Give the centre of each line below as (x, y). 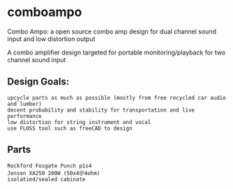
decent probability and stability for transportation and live (101, 110)
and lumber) (24, 104)
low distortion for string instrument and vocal (79, 122)
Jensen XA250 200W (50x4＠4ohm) (54, 173)
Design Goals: (38, 82)
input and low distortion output (51, 38)
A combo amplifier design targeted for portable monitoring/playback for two (116, 52)
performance (24, 116)
